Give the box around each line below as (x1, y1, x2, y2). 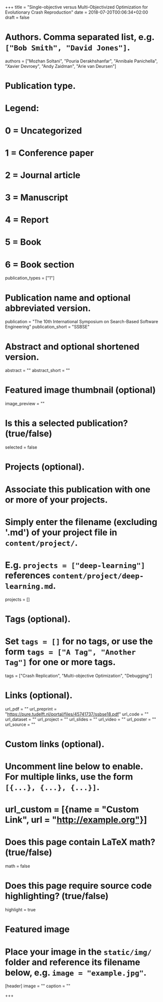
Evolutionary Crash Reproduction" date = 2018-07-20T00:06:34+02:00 (5, 9, 148, 15)
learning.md (5, 582, 54, 591)
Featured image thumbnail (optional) (5, 385, 156, 396)
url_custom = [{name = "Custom (5, 804, 139, 815)
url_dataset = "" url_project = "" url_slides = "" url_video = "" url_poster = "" (5, 716, 157, 722)
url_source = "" (5, 721, 36, 727)
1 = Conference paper (5, 147, 94, 158)
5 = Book (5, 237, 41, 248)
